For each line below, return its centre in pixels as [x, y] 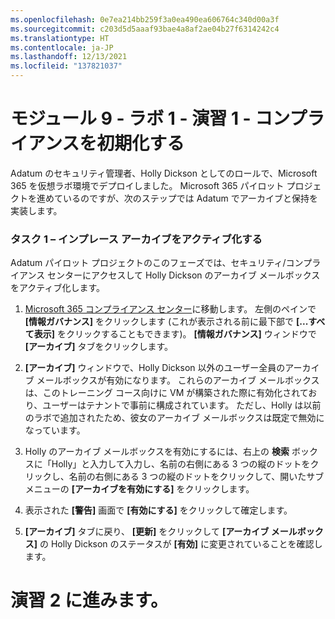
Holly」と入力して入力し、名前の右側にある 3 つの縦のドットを [181, 464]
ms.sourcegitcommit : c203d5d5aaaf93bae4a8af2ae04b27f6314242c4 [145, 29]
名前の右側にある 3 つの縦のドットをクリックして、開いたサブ [196, 477]
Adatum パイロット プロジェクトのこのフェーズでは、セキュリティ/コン [157, 263]
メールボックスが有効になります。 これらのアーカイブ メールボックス [178, 380]
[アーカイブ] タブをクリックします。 [99, 347]
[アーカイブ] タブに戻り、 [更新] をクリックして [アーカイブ [147, 532]
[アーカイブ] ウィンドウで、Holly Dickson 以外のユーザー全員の [155, 368]
